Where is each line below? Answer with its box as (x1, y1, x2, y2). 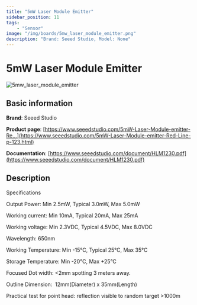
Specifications (6, 189, 41, 196)
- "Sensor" (17, 25, 44, 31)
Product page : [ (6, 126, 46, 133)
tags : (6, 20, 20, 25)
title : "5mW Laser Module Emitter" (6, 8, 94, 15)
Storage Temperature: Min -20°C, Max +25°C (6, 258, 117, 265)
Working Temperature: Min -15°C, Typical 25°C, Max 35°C (6, 246, 148, 253)
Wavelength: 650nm (6, 235, 56, 242)
